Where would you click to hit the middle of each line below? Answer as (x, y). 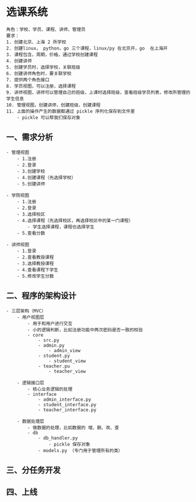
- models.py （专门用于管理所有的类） (80, 450)
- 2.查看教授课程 (36, 257)
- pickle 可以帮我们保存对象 (49, 117)
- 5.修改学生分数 (36, 276)
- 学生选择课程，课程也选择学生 (61, 227)
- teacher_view (67, 371)
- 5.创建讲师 (31, 184)
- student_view (67, 361)
